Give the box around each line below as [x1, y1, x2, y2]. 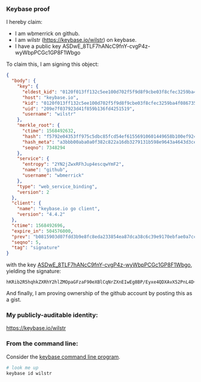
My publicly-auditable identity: [6, 311, 99, 319]
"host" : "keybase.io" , [22, 95, 79, 101]
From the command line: [6, 339, 78, 348]
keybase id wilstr [6, 370, 52, 376]
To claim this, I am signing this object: [6, 60, 99, 68]
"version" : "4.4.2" [17, 211, 66, 217]
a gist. [6, 296, 22, 304]
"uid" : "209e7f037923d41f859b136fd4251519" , [22, 105, 135, 112]
